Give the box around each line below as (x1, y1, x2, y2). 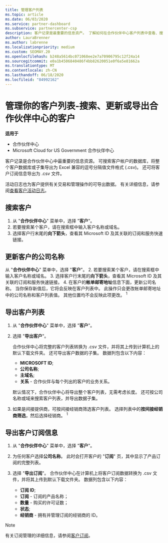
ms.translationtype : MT (5, 63, 55, 68)
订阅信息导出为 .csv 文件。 (9, 170, 65, 176)
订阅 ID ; (19, 487, 36, 493)
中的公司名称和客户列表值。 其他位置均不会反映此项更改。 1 (5, 291, 127, 298)
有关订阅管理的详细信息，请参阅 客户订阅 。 (5, 532, 93, 538)
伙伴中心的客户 (14, 113, 76, 124)
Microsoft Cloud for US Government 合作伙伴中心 (12, 147, 114, 153)
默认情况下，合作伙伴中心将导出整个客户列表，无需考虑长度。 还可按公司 (12, 389, 163, 395)
